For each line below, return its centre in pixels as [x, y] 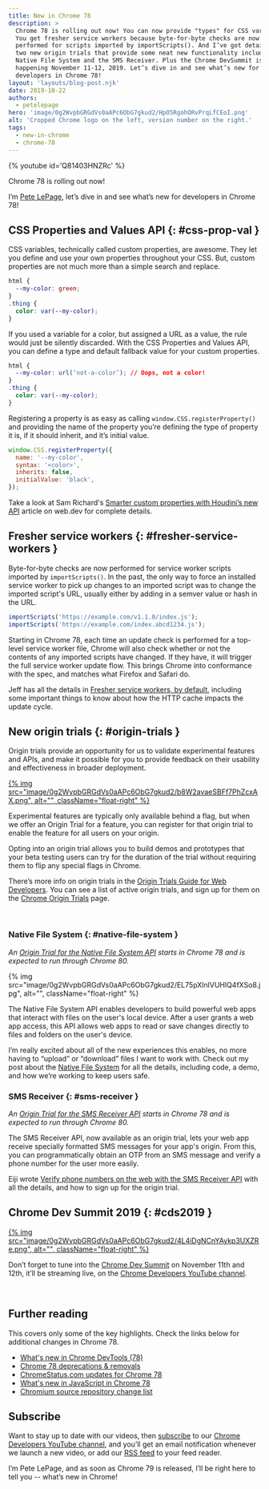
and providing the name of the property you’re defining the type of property [133, 427]
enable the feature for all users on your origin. [84, 833]
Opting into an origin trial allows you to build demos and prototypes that [126, 849]
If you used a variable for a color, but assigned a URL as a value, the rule [128, 334]
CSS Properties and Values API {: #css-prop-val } [134, 230]
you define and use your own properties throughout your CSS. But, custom [132, 258]
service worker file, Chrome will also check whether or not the [128, 648]
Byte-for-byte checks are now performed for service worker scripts [120, 568]
